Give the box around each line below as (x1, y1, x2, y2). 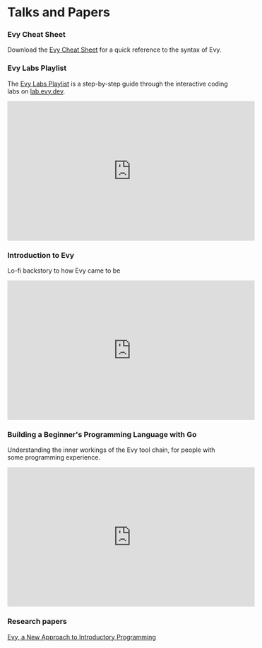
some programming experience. (7, 453, 101, 462)
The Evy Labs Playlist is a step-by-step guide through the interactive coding (7, 79, 228, 88)
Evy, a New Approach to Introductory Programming (7, 632, 157, 641)
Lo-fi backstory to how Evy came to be (7, 266, 121, 275)
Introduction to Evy (7, 250, 75, 260)
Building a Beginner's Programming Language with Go (7, 430, 197, 439)
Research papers (7, 617, 67, 627)
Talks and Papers (7, 4, 111, 21)
